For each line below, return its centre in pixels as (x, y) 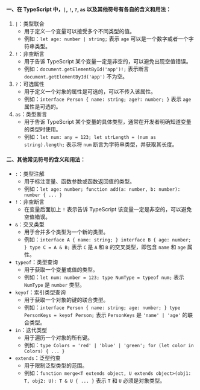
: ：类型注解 (30, 174)
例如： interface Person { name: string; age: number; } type (102, 307)
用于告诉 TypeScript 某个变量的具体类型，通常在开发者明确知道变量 (108, 122)
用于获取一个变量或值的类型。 (61, 270)
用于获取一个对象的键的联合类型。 (66, 300)
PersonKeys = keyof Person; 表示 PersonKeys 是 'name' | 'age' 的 (106, 315)
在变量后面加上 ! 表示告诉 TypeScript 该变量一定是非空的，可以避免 (108, 209)
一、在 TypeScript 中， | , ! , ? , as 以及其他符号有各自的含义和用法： (89, 9)
